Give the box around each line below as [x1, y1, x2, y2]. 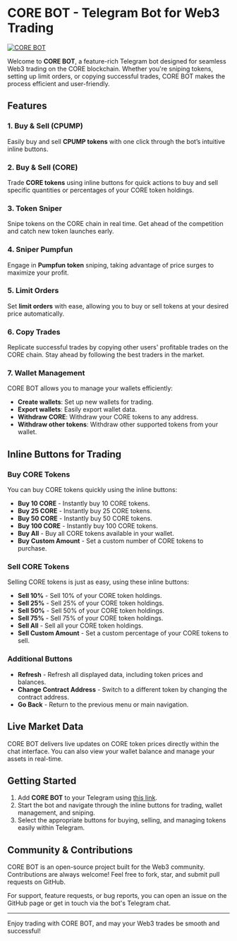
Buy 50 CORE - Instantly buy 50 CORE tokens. [17, 514, 153, 523]
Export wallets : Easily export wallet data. [17, 405, 138, 414]
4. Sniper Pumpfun [7, 245, 73, 255]
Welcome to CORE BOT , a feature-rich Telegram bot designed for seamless [7, 56, 227, 65]
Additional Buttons [7, 654, 73, 664]
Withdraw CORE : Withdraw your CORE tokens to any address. [17, 413, 199, 421]
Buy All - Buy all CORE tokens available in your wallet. [17, 529, 174, 538]
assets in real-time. [7, 754, 63, 763]
